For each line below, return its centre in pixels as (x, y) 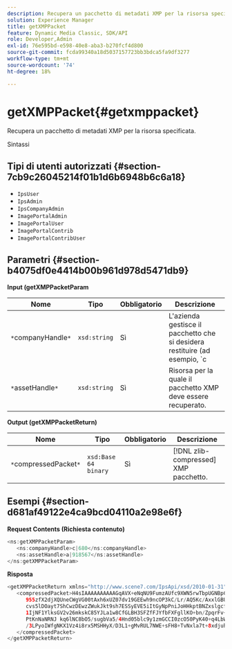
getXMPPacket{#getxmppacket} (103, 112)
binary (98, 471)
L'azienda (184, 316)
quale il (180, 380)
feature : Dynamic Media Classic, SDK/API (68, 33)
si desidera (187, 342)
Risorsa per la (191, 371)
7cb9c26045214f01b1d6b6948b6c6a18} (96, 177)
